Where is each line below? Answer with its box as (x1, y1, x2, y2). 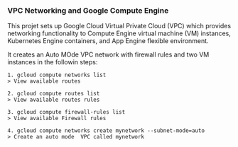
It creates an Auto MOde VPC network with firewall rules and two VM (7, 50, 210, 59)
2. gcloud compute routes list (7, 90, 100, 98)
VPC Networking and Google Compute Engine (7, 6, 169, 16)
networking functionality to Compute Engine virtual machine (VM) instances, (7, 29, 231, 37)
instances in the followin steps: (7, 58, 98, 66)
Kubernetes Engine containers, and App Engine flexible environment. (7, 37, 209, 45)
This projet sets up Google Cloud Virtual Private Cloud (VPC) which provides (7, 22, 232, 30)
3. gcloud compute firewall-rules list (7, 109, 126, 116)
